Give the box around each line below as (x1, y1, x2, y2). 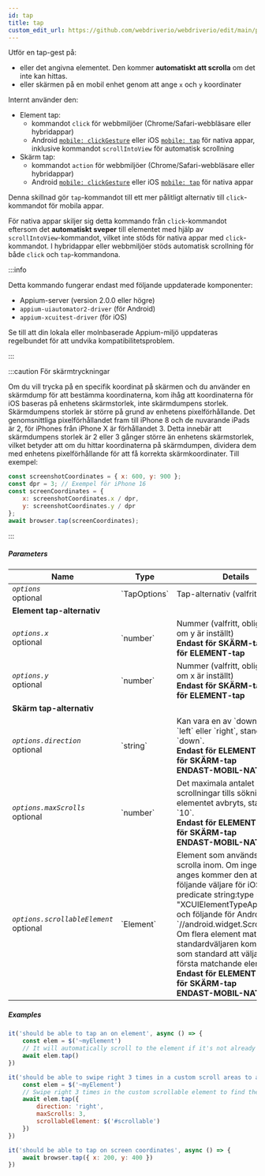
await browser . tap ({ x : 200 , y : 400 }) (22, 1153, 154, 1162)
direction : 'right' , (36, 1103, 104, 1111)
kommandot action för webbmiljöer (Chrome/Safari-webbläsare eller (31, 161, 255, 170)
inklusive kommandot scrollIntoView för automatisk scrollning (31, 144, 234, 154)
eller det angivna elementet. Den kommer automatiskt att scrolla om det (19, 63, 256, 73)
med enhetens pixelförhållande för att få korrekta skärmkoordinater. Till (8, 449, 240, 458)
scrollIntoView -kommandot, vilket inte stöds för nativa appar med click (8, 233, 244, 243)
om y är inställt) (176, 628, 234, 639)
